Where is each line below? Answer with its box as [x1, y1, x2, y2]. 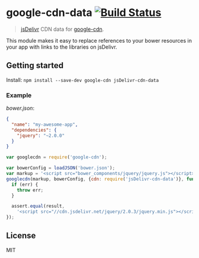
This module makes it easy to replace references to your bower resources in [6, 37, 192, 44]
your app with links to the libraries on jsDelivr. [6, 43, 117, 50]
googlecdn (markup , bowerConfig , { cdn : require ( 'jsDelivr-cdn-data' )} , [6, 176, 184, 182]
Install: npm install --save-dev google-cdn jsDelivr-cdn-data [6, 76, 159, 83]
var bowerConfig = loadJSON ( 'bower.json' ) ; [6, 165, 115, 171]
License [6, 231, 36, 241]
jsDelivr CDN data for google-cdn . [20, 26, 104, 33]
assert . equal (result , [11, 203, 65, 209]
